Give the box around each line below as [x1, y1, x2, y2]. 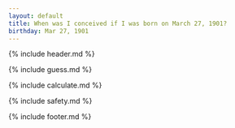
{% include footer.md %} [8, 112, 92, 122]
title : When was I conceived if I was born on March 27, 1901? [8, 19, 228, 28]
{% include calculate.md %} [8, 80, 102, 90]
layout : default [8, 11, 63, 20]
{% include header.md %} [8, 49, 95, 59]
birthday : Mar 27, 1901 [8, 27, 89, 35]
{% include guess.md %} [8, 65, 92, 75]
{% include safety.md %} [8, 96, 93, 106]
